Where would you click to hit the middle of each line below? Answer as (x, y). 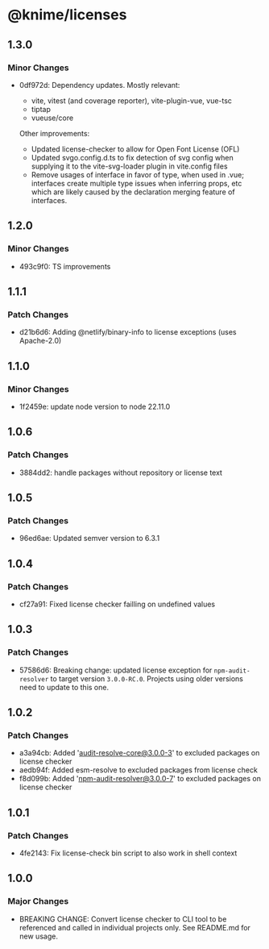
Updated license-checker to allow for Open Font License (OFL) (135, 149)
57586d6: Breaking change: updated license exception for (116, 670)
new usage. (38, 936)
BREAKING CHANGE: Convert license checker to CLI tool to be (123, 919)
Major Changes (38, 901)
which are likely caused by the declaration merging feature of (133, 192)
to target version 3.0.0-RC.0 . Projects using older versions (147, 678)
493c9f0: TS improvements (65, 266)
